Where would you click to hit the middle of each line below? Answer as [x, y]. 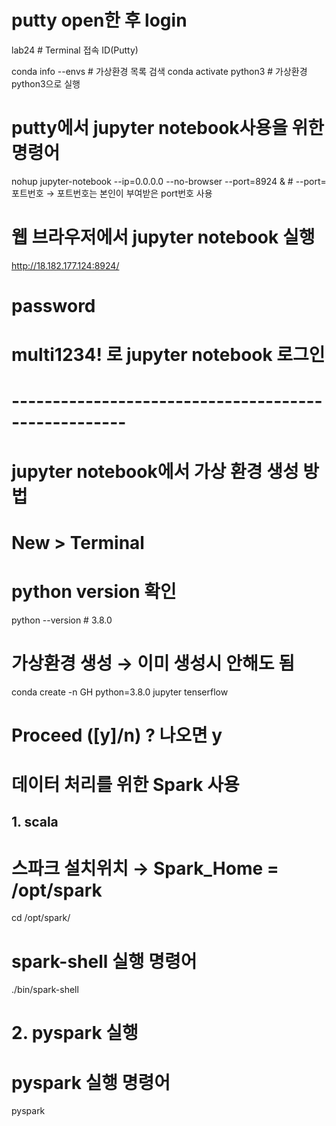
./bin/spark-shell [45, 990]
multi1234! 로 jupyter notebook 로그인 [168, 355]
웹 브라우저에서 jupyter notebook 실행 [163, 237]
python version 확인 [94, 591]
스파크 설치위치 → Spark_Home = [145, 868]
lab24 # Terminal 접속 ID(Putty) [75, 50]
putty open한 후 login [99, 20]
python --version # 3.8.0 [62, 620]
